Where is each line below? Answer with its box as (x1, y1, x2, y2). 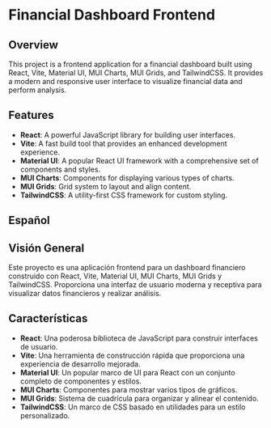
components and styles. (19, 164, 101, 174)
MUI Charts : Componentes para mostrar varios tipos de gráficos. (19, 384, 238, 394)
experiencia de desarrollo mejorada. (19, 358, 141, 369)
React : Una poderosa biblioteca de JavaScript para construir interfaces (19, 333, 259, 343)
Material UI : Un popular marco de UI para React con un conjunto (19, 367, 236, 377)
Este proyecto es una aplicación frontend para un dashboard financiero (8, 263, 246, 273)
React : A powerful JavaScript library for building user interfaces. (19, 129, 236, 139)
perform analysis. (8, 85, 67, 95)
